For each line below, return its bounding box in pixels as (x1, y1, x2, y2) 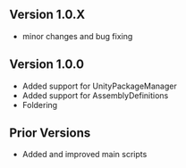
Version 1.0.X (9, 7, 86, 22)
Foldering (21, 99, 58, 110)
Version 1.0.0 (9, 57, 85, 72)
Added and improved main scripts (21, 149, 148, 160)
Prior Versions (9, 125, 91, 141)
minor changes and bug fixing (21, 30, 133, 41)
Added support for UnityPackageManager (21, 80, 177, 91)
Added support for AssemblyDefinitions (21, 89, 169, 101)
